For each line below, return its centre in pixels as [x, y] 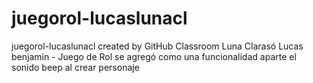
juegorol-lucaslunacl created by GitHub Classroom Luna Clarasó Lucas [157, 46]
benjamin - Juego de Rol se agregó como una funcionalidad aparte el [154, 56]
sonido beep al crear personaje [75, 67]
